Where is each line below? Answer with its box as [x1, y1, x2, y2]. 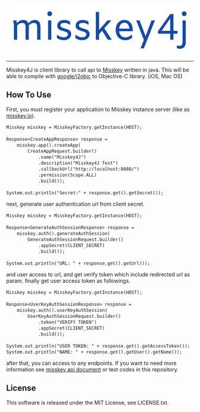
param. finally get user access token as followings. [6, 277, 131, 284]
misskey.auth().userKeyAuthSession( [17, 307, 108, 313]
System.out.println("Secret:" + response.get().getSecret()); [6, 190, 164, 196]
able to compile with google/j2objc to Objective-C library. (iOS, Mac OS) [6, 73, 183, 80]
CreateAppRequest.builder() [27, 148, 97, 154]
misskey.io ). [6, 112, 36, 119]
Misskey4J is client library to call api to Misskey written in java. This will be [6, 66, 189, 73]
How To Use [6, 90, 52, 100]
